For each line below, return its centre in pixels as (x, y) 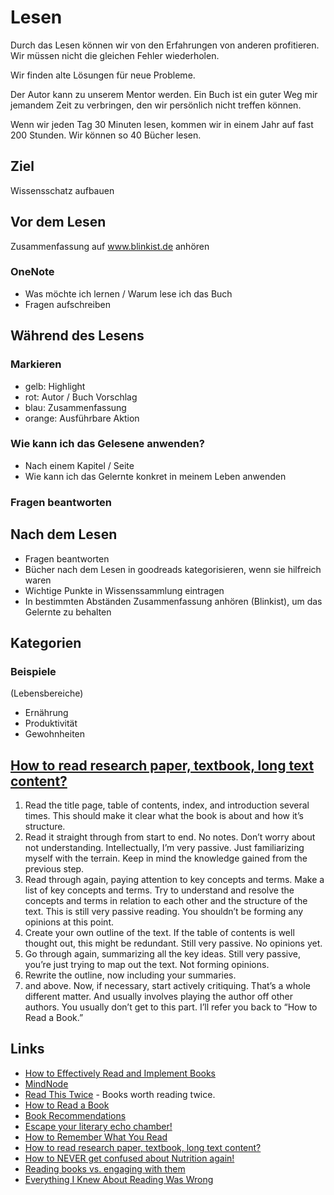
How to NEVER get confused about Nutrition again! (129, 1158)
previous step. (54, 869)
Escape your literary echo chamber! (98, 1126)
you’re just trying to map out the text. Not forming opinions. (147, 965)
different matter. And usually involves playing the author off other (158, 997)
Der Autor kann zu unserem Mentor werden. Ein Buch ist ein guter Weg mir (164, 94)
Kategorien (46, 642)
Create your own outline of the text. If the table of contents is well (159, 933)
